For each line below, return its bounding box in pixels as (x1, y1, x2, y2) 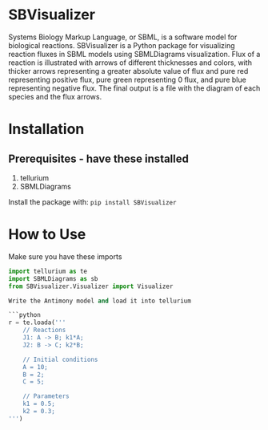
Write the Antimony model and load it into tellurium (8, 297, 192, 305)
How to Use (8, 225, 86, 244)
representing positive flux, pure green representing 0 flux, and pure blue (8, 75, 246, 84)
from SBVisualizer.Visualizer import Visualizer (8, 282, 174, 290)
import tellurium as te (8, 267, 88, 275)
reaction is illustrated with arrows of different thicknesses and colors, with (8, 58, 252, 67)
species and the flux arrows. (8, 91, 102, 101)
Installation (8, 120, 85, 138)
